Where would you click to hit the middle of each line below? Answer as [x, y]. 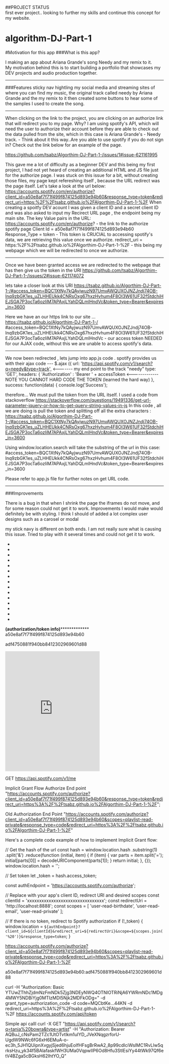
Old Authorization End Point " [35, 814]
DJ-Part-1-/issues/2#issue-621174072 [45, 275]
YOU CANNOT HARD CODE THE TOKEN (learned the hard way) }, [86, 379]
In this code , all [145, 405]
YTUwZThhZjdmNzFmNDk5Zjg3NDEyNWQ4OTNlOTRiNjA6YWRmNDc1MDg [84, 992]
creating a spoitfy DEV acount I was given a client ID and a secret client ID [82, 207]
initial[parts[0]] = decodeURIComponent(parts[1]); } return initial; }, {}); [78, 860]
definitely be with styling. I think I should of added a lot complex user [77, 514]
